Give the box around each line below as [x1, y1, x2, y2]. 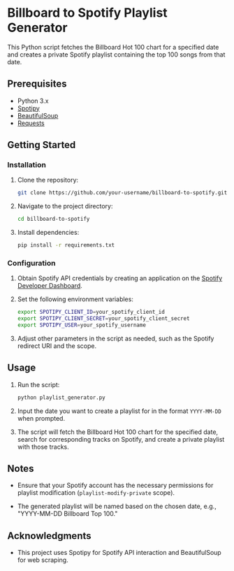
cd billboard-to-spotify [17, 215, 90, 223]
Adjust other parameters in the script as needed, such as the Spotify [17, 334, 214, 342]
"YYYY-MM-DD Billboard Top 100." [17, 509, 118, 518]
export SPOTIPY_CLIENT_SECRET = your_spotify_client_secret [17, 315, 190, 322]
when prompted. [17, 414, 65, 422]
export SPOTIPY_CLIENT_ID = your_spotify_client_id [17, 309, 166, 316]
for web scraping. [17, 556, 68, 564]
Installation [7, 160, 47, 170]
